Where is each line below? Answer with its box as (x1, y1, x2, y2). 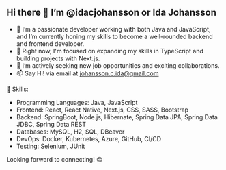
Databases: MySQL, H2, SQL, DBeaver (16, 127, 125, 136)
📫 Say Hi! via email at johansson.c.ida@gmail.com (16, 69, 159, 77)
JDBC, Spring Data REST (16, 120, 87, 128)
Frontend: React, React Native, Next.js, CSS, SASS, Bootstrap (16, 106, 189, 114)
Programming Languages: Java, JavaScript (16, 98, 138, 106)
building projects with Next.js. (16, 54, 100, 62)
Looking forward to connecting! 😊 (6, 155, 103, 163)
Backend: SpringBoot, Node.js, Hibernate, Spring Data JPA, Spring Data (16, 112, 218, 121)
